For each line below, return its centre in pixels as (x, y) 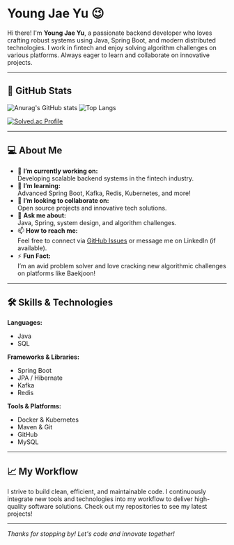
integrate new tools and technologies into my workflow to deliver (100, 499)
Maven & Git (35, 427)
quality (17, 507)
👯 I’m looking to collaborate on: (63, 200)
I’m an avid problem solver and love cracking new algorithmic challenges (122, 266)
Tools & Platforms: (34, 406)
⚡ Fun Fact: (34, 256)
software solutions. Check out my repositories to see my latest (118, 507)
